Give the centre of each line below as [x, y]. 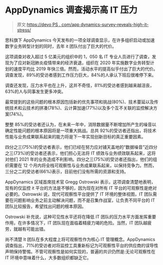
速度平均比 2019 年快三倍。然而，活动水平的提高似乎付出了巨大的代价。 [86, 68]
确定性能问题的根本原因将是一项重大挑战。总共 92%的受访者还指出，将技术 [81, 131]
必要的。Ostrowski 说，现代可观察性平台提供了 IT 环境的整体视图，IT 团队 [79, 194]
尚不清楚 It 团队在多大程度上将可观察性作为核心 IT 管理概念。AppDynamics [80, 239]
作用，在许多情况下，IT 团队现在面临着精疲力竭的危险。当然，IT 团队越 [76, 222]
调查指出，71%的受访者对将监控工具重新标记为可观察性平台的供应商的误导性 [82, 245]
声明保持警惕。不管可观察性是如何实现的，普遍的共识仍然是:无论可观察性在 [80, 251]
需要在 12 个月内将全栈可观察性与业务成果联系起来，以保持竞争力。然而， [83, 165]
